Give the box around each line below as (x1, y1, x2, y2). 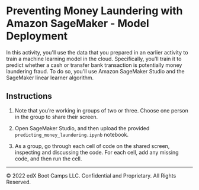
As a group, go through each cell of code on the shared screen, (14, 142, 170, 149)
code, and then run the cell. (14, 155, 82, 162)
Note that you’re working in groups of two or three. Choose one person (14, 107, 188, 114)
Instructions (6, 91, 52, 101)
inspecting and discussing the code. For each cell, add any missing (14, 149, 179, 156)
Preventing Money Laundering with (6, 4, 183, 18)
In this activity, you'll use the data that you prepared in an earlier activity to (6, 49, 188, 56)
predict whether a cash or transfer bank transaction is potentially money (6, 61, 182, 69)
